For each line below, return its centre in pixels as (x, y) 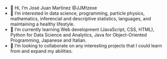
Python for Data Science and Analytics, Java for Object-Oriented (78, 35)
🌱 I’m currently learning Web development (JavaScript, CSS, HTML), (82, 29)
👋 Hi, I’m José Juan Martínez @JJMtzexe (54, 8)
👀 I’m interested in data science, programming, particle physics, (77, 13)
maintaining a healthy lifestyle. (42, 24)
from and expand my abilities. (41, 51)
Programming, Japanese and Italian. (48, 40)
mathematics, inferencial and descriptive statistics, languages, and (80, 19)
